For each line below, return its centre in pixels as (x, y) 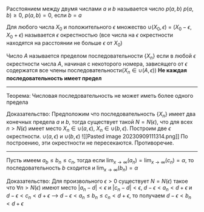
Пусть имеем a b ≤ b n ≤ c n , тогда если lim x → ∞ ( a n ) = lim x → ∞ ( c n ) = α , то (100, 161)
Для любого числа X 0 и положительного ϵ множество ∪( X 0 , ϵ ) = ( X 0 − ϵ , (99, 28)
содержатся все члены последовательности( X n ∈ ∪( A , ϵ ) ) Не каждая (97, 71)
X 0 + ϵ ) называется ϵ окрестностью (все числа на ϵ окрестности (90, 36)
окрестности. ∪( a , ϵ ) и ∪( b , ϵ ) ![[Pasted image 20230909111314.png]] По (97, 136)
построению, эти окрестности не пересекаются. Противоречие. (90, 143)
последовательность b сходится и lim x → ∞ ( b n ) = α (72, 169)
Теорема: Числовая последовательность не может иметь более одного (100, 95)
